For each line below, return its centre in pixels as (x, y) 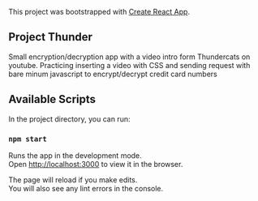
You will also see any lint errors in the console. (86, 188)
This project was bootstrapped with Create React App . (99, 12)
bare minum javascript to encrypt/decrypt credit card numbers (113, 74)
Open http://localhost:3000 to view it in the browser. (96, 164)
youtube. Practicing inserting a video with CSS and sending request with (129, 65)
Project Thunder (51, 37)
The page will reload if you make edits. (73, 180)
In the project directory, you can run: (69, 119)
